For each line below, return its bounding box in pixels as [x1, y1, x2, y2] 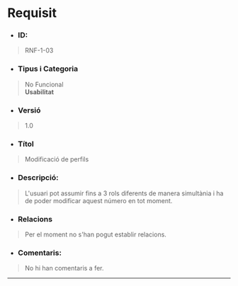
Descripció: [17, 173, 59, 183]
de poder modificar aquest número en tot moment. [24, 196, 173, 205]
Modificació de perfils [24, 155, 89, 164]
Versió [17, 105, 41, 115]
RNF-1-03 [24, 46, 54, 55]
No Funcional [24, 80, 64, 88]
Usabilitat [24, 87, 55, 96]
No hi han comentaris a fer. [24, 264, 104, 273]
